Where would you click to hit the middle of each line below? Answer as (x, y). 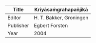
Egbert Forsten (51, 25)
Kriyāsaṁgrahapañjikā (61, 9)
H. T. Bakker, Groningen (61, 18)
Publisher (18, 25)
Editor (14, 18)
